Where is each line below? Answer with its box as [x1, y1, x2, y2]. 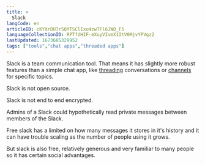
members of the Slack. [6, 114, 64, 122]
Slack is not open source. [6, 84, 70, 92]
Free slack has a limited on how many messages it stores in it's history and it [6, 127, 199, 134]
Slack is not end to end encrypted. [6, 96, 93, 104]
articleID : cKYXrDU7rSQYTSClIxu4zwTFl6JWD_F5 [6, 26, 124, 32]
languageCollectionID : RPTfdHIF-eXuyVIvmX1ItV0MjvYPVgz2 [6, 32, 155, 38]
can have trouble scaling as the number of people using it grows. [6, 133, 170, 141]
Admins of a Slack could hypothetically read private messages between [6, 108, 187, 116]
